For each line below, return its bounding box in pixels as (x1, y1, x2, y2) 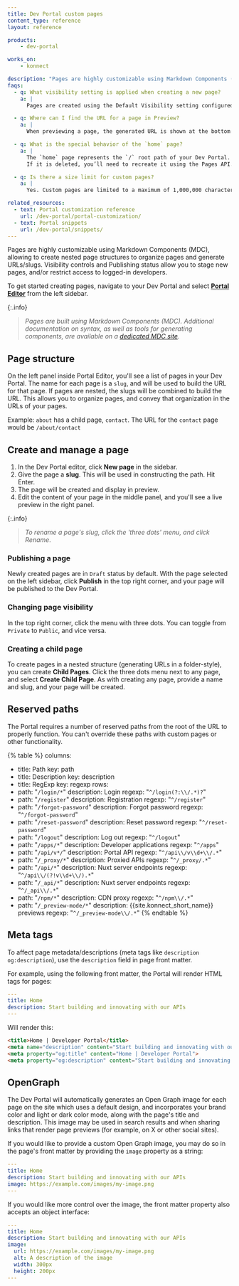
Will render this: (7, 1024, 53, 1032)
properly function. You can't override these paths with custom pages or (7, 730, 217, 738)
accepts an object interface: (7, 1207, 90, 1216)
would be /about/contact (7, 423, 81, 432)
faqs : (7, 82, 23, 89)
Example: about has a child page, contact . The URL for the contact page (7, 415, 218, 424)
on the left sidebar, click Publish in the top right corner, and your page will (7, 577, 225, 585)
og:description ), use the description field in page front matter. (7, 955, 193, 964)
